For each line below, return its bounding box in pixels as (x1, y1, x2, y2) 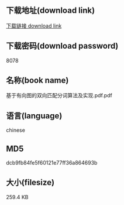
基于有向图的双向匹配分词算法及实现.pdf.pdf (6, 92, 112, 99)
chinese (6, 127, 25, 134)
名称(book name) (6, 76, 69, 86)
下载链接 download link (6, 22, 62, 29)
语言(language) (6, 111, 63, 121)
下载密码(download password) (6, 41, 119, 51)
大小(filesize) (6, 177, 54, 187)
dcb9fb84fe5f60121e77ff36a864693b (6, 159, 98, 166)
